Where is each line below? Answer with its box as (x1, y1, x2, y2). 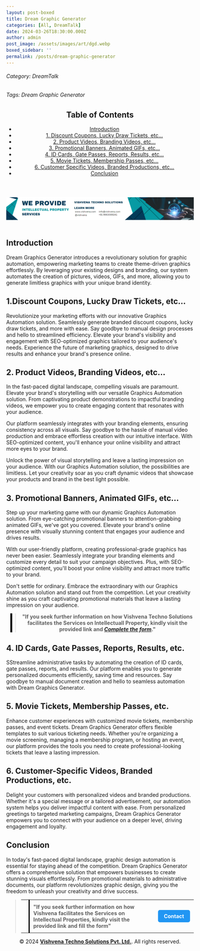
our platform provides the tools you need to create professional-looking (6, 742, 182, 750)
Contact (163, 913, 185, 920)
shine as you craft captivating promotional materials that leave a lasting (6, 595, 181, 603)
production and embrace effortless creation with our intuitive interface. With (6, 432, 193, 440)
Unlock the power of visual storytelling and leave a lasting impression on (6, 457, 185, 464)
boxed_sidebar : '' (6, 48, 52, 54)
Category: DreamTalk (6, 73, 59, 80)
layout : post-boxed (6, 10, 55, 15)
